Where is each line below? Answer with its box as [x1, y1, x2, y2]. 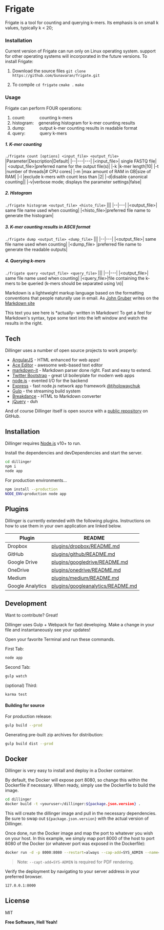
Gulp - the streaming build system [12, 388, 81, 394]
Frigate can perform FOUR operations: [5, 105, 82, 111]
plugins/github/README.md [51, 551, 116, 558]
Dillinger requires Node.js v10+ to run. [5, 440, 82, 446]
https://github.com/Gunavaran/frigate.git [12, 73, 100, 78]
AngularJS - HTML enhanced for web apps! [12, 357, 100, 363]
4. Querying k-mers [5, 258, 45, 264]
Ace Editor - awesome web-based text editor [12, 362, 103, 368]
